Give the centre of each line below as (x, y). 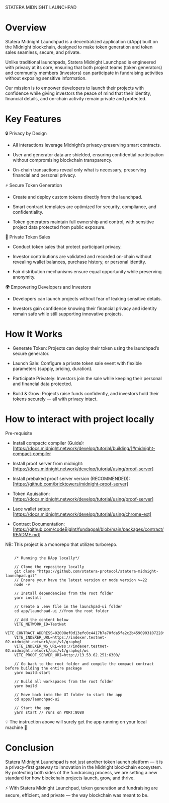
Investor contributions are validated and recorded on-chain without (82, 256)
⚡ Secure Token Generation (34, 185)
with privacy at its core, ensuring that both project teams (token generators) (84, 67)
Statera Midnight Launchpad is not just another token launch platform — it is (84, 762)
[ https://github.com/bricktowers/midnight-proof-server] (70, 484)
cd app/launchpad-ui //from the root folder (62, 611)
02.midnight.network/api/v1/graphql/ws (47, 651)
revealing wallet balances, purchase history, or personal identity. (79, 262)
